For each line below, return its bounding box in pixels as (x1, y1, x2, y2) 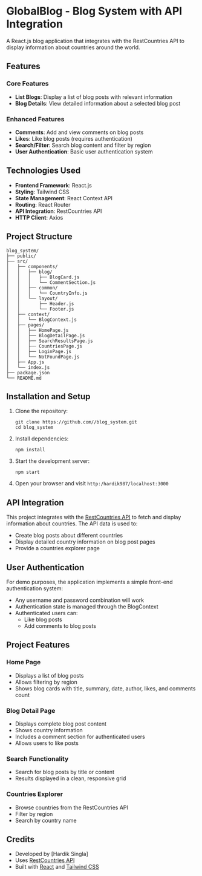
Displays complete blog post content (15, 720, 107, 727)
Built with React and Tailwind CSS (15, 863, 100, 871)
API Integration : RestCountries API (15, 207, 102, 215)
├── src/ (6, 258, 28, 264)
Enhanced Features (6, 115, 65, 123)
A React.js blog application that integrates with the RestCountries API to (6, 37, 184, 44)
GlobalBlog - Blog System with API (6, 4, 183, 18)
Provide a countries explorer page (15, 545, 100, 552)
